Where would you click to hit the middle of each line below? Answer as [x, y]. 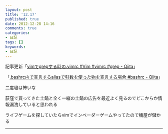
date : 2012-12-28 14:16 [30, 24]
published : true [22, 19]
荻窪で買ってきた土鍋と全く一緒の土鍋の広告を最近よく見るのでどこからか [82, 98]
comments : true [21, 28]
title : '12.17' [21, 14]
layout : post [19, 10]
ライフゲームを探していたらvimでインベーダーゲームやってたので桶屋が [79, 115]
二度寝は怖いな [20, 87]
